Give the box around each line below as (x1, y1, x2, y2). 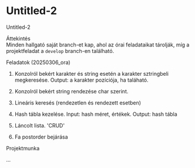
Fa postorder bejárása (14, 133, 69, 140)
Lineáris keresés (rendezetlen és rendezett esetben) (14, 99, 142, 106)
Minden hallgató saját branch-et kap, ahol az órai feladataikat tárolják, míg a (6, 41, 190, 48)
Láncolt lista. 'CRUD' (14, 122, 65, 129)
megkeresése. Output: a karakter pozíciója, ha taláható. (14, 76, 149, 83)
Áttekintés (6, 35, 31, 42)
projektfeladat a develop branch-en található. (6, 47, 115, 54)
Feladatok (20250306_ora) (6, 59, 70, 66)
